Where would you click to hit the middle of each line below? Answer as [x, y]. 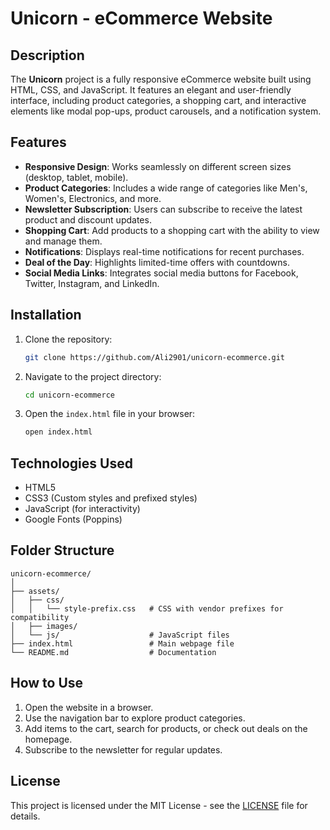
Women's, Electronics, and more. [93, 198]
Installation [46, 315]
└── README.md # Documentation [113, 652]
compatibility [40, 617]
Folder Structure [62, 550]
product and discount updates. [88, 219]
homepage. [48, 739]
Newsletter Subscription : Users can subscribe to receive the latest [163, 209]
